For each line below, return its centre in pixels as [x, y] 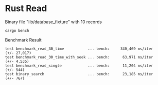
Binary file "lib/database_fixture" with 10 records [53, 22]
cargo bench [17, 30]
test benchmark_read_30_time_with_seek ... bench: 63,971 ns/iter [79, 57]
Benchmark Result [23, 40]
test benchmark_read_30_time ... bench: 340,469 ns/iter [79, 49]
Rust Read [26, 8]
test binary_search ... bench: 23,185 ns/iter [79, 74]
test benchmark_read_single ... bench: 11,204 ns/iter [79, 66]
